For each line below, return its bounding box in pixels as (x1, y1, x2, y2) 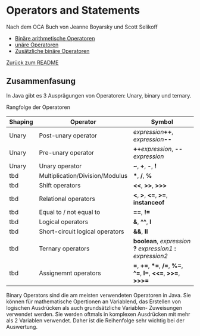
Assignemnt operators (39, 269, 101, 277)
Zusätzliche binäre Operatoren (14, 47, 90, 54)
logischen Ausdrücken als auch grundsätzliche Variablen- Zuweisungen (6, 304, 183, 311)
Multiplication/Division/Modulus (39, 171, 128, 180)
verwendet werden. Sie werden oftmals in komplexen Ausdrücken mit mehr (6, 310, 190, 318)
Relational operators (39, 194, 95, 203)
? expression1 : (133, 244, 177, 253)
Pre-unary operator (39, 148, 94, 156)
